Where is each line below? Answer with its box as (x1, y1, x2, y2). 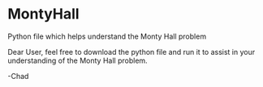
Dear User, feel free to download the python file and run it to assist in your (7, 47, 256, 56)
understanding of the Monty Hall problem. (7, 56, 148, 65)
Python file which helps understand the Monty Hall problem (7, 31, 207, 41)
